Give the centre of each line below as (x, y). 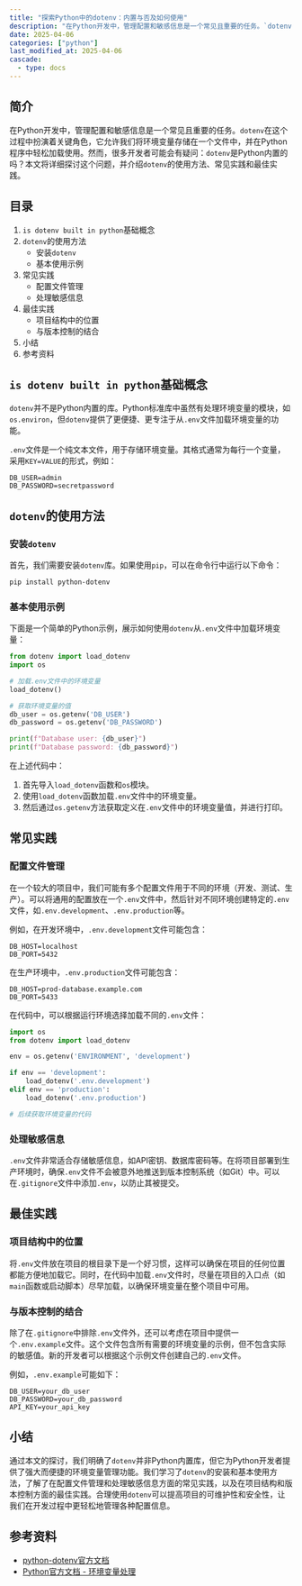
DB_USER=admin (36, 479)
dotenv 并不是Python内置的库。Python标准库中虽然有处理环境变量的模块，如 (150, 408)
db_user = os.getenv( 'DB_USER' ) (70, 714)
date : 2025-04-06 (42, 34)
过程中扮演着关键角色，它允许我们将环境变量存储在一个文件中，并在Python (148, 141)
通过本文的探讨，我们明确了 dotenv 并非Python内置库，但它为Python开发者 (146, 1460)
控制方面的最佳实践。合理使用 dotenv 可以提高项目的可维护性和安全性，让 (151, 1494)
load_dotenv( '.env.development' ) (88, 1081)
